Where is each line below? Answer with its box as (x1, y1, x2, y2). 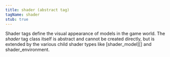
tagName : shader (5, 12, 40, 17)
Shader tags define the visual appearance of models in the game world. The (5, 31, 165, 37)
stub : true (5, 17, 29, 22)
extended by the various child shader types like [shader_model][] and (5, 41, 152, 47)
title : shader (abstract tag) (5, 7, 70, 13)
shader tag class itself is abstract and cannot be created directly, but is (5, 36, 155, 42)
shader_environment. (5, 46, 50, 53)
